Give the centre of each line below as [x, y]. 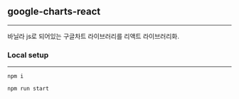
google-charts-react [54, 12]
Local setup [28, 54]
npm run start [28, 89]
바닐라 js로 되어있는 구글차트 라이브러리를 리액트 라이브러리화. [94, 36]
